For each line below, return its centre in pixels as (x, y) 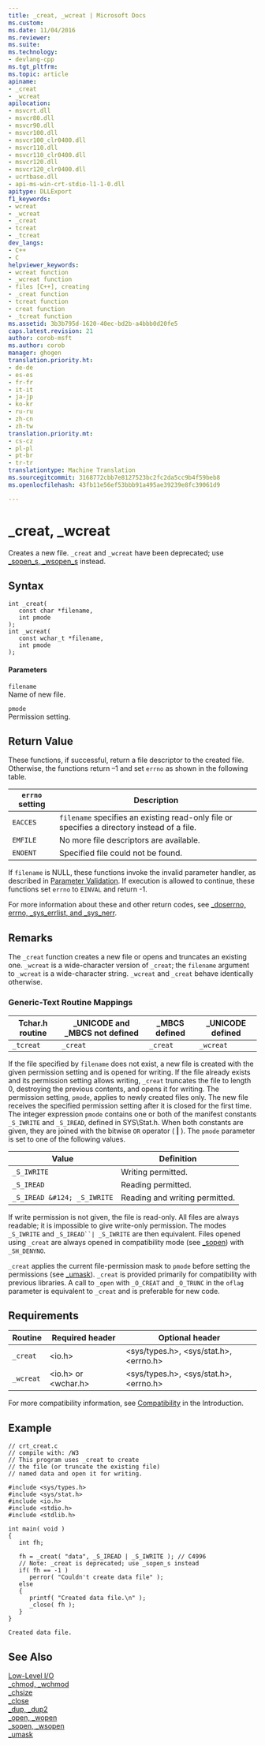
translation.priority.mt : (50, 434)
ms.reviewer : (30, 37)
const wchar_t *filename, (61, 639)
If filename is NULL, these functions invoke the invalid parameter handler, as (132, 873)
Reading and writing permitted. (178, 1198)
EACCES (24, 823)
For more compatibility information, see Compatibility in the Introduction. (126, 1403)
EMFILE (24, 840)
